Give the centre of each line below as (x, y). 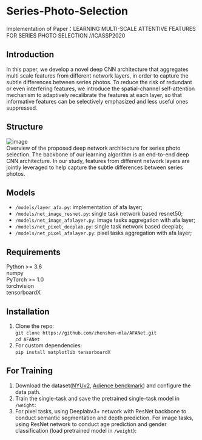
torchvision (20, 286)
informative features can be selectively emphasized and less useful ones (97, 101)
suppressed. (22, 108)
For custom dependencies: (49, 345)
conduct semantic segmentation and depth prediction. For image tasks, (104, 418)
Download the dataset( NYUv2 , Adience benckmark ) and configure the (103, 385)
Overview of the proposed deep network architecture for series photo (93, 148)
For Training (30, 371)
